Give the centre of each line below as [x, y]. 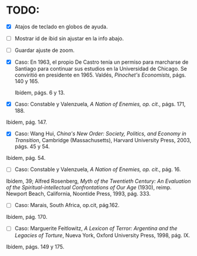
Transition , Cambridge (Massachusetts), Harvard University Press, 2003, [103, 140]
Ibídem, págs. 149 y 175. [35, 247]
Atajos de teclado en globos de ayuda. [61, 27]
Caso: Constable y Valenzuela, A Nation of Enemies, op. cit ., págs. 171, [100, 104]
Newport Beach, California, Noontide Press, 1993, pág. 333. [79, 194]
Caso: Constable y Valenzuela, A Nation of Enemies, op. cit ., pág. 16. [98, 169]
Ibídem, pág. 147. [26, 122]
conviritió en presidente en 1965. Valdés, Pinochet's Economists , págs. [100, 75]
